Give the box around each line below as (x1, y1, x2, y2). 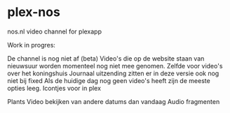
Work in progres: (7, 40, 56, 49)
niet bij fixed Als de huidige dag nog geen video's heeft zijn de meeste (7, 76, 210, 84)
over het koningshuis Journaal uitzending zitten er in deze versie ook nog (7, 69, 219, 77)
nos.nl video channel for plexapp (7, 27, 102, 36)
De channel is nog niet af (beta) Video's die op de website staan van (7, 54, 205, 63)
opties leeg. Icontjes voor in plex (7, 84, 102, 92)
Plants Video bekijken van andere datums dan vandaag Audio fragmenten (7, 97, 220, 105)
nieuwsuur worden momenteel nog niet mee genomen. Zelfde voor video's (7, 61, 223, 70)
